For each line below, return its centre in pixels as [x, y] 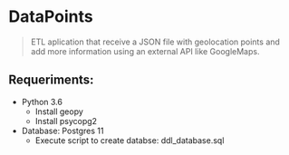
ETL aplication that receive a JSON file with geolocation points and [155, 42]
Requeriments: [51, 80]
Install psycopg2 [66, 121]
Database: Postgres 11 [63, 131]
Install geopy [59, 111]
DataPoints [51, 17]
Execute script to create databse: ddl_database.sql [130, 140]
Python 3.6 [42, 102]
